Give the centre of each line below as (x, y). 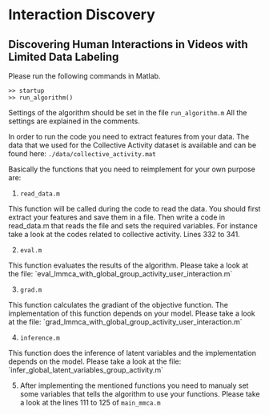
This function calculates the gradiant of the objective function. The (118, 305)
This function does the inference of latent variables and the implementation (132, 353)
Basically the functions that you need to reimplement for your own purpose (132, 169)
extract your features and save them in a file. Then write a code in (117, 217)
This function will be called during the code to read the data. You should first (134, 209)
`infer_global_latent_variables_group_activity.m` (86, 370)
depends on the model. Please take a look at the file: (95, 361)
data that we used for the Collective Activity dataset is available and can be (132, 145)
